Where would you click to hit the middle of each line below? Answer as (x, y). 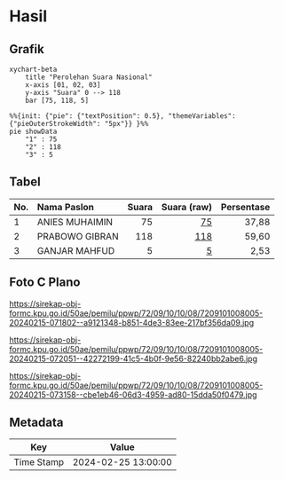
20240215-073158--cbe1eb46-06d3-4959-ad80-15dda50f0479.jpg (133, 394)
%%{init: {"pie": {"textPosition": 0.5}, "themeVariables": (123, 116)
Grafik (27, 49)
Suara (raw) (187, 207)
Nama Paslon (66, 207)
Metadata (36, 423)
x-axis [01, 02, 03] (63, 85)
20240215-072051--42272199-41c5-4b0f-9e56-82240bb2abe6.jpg (133, 358)
